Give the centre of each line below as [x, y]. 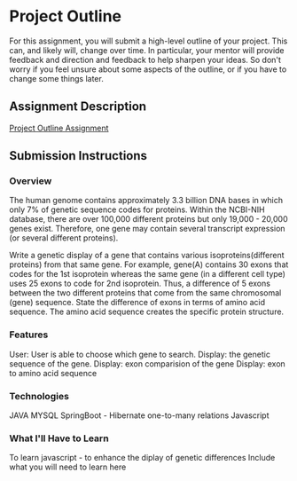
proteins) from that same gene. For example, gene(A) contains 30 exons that [149, 264]
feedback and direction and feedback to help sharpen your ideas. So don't [145, 59]
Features [29, 335]
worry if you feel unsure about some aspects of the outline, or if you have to [148, 69]
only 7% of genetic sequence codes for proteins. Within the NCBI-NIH [137, 209]
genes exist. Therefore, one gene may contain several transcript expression [147, 229]
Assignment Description [78, 107]
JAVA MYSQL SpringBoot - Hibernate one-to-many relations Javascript [139, 415]
